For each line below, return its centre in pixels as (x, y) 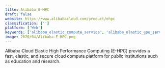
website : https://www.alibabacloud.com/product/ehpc (60, 19)
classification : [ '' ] (27, 23)
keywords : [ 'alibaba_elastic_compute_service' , (55, 32)
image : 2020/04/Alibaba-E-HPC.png (41, 37)
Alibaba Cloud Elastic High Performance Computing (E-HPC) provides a (78, 51)
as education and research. (33, 61)
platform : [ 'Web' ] (24, 28)
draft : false (18, 14)
